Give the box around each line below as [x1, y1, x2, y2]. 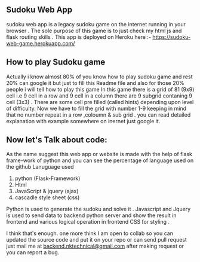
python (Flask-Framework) [14, 175, 81, 182]
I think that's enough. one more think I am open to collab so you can [6, 230, 173, 237]
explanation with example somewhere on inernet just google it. [6, 117, 161, 124]
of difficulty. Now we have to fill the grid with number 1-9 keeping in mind [6, 105, 187, 112]
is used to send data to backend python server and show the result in [6, 212, 177, 219]
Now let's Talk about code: [6, 135, 107, 145]
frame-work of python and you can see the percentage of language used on [6, 157, 194, 164]
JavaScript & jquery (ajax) [14, 188, 79, 195]
